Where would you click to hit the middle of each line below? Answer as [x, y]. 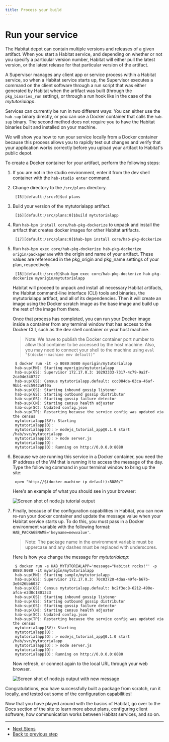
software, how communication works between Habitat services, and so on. [83, 714]
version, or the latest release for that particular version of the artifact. [77, 65]
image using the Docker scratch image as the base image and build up [86, 304]
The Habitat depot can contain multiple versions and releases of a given [80, 49]
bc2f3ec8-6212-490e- [133, 588]
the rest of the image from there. [46, 309]
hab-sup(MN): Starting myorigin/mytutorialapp [64, 368]
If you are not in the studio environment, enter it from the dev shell [81, 172]
